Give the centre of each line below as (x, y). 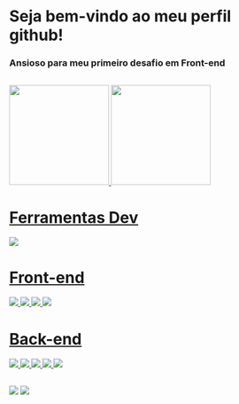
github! (36, 35)
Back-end (46, 339)
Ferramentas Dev (74, 217)
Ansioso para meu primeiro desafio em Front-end (117, 63)
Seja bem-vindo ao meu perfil (120, 16)
